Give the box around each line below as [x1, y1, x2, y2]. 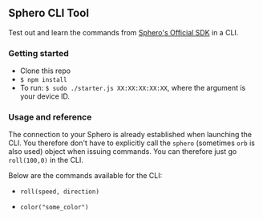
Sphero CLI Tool [8, 6, 90, 20]
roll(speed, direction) [19, 188, 100, 196]
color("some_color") [19, 204, 89, 212]
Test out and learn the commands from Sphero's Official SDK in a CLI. [8, 27, 239, 37]
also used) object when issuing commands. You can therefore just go [8, 147, 237, 156]
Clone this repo [19, 66, 71, 75]
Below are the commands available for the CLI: [8, 171, 163, 180]
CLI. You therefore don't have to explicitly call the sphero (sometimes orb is [8, 138, 255, 148]
